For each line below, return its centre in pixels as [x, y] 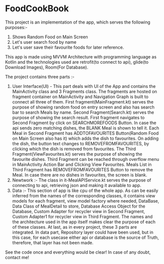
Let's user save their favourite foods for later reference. [68, 47]
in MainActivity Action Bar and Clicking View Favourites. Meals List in [82, 164]
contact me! [17, 257]
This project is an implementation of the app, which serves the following [78, 22]
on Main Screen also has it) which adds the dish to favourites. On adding [85, 138]
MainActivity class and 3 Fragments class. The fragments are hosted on [85, 91]
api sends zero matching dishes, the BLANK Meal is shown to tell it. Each [86, 128]
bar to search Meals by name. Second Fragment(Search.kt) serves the [83, 112]
